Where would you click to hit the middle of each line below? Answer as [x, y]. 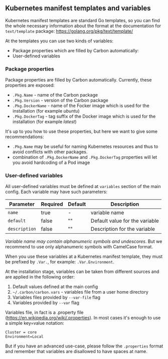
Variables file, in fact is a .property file [44, 312]
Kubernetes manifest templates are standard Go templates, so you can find [83, 20]
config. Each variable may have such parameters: [56, 192]
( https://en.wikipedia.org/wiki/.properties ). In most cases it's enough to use [83, 318]
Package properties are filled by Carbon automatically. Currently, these [78, 80]
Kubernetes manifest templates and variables [78, 8]
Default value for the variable [125, 221]
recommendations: [25, 137]
